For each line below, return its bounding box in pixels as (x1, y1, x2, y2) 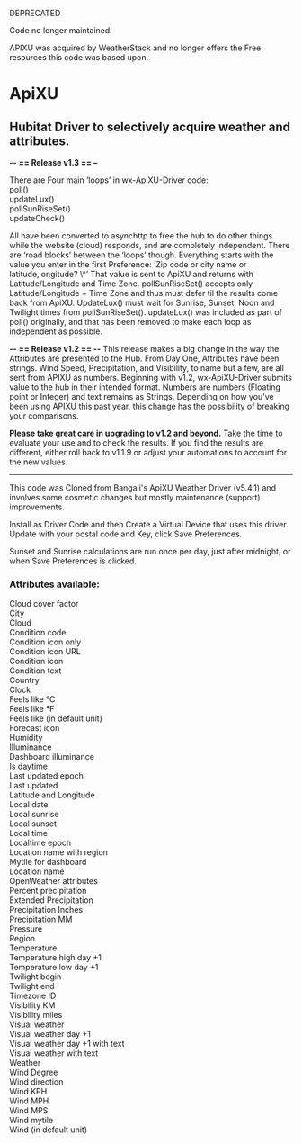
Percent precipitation (9, 886, 87, 896)
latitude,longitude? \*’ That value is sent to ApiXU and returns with (9, 269, 254, 279)
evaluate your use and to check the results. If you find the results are (9, 437, 264, 448)
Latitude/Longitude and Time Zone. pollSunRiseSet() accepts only (9, 278, 253, 289)
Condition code (9, 627, 67, 638)
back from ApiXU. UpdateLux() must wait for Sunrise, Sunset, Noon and (9, 297, 275, 308)
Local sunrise (9, 809, 59, 820)
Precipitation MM (9, 913, 73, 925)
